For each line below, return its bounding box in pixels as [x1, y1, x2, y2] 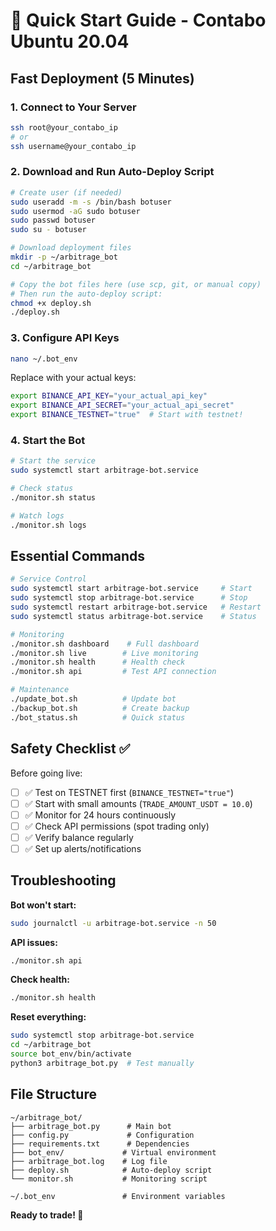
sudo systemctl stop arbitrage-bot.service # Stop [10, 593, 248, 603]
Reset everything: [10, 1011, 87, 1023]
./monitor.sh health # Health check [10, 657, 186, 668]
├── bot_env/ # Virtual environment [10, 1147, 217, 1158]
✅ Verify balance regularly [24, 831, 134, 843]
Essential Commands [10, 548, 146, 565]
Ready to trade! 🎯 [10, 1209, 84, 1221]
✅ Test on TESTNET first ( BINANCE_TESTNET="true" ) [24, 786, 234, 798]
